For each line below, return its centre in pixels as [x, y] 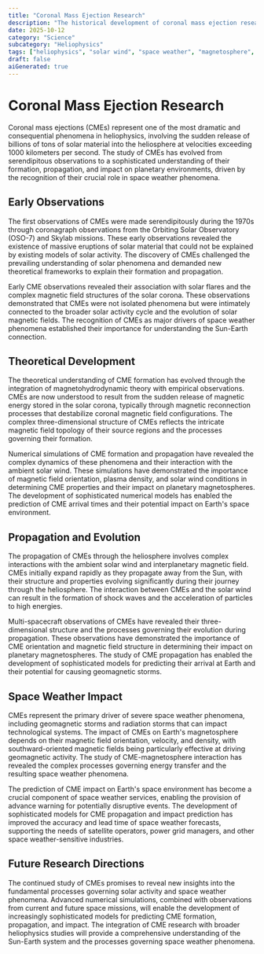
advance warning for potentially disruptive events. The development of [123, 805]
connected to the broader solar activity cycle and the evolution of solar [123, 311]
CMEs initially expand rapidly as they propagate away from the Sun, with [125, 573]
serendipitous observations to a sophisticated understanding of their [119, 160]
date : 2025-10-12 [37, 30]
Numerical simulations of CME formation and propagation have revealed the [131, 454]
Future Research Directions [76, 864]
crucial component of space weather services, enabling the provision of [125, 797]
